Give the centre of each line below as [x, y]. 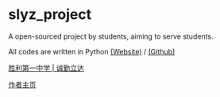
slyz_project [50, 15]
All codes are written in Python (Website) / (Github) [92, 51]
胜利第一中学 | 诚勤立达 [46, 68]
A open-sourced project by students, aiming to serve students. [111, 36]
